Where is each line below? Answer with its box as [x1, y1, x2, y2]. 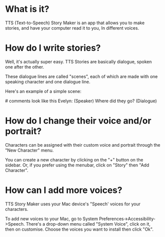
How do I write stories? [5, 42, 101, 54]
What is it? [5, 3, 50, 15]
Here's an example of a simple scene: [5, 88, 82, 94]
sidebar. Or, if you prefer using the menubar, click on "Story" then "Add [5, 162, 149, 168]
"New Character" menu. [5, 147, 54, 153]
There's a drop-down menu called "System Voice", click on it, [26, 221, 151, 227]
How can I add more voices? [5, 185, 123, 196]
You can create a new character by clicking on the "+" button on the [5, 157, 144, 162]
